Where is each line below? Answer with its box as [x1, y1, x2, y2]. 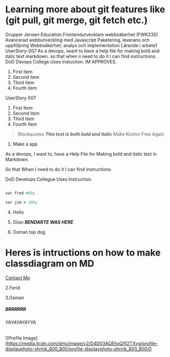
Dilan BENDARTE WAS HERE [12, 219, 74, 225]
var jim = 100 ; [5, 200, 38, 205]
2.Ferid [5, 284, 20, 290]
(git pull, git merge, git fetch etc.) [5, 14, 148, 26]
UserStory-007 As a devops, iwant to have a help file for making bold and [5, 48, 160, 54]
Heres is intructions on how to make [5, 247, 161, 258]
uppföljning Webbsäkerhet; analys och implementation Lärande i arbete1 [5, 42, 157, 48]
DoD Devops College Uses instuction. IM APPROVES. [5, 58, 117, 65]
